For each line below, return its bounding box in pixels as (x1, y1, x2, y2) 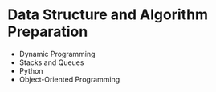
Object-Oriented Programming (18, 74, 120, 84)
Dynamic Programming (18, 49, 96, 58)
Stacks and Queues (18, 58, 84, 67)
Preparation (7, 22, 88, 41)
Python (18, 66, 43, 75)
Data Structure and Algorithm (7, 6, 209, 24)
